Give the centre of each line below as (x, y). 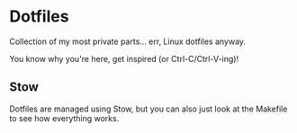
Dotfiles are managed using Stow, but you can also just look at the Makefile (148, 109)
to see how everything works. (64, 118)
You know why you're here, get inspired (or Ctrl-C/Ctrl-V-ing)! (124, 58)
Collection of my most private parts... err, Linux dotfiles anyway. (127, 41)
